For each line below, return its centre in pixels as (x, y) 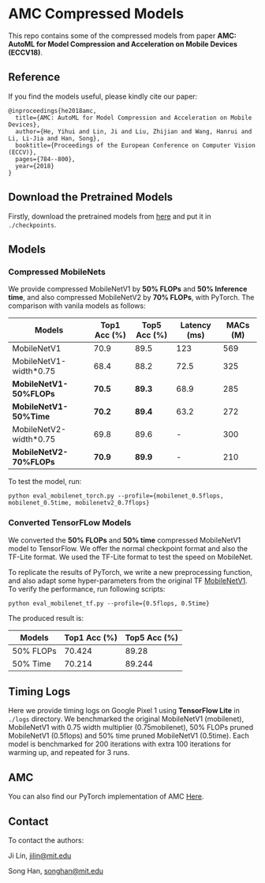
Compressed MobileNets (57, 272)
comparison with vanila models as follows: (77, 306)
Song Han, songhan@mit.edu (56, 870)
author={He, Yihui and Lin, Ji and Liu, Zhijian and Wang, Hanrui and (134, 131)
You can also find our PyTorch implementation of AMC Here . (106, 797)
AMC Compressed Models (96, 14)
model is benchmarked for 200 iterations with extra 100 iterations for (119, 744)
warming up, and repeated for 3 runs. (69, 753)
